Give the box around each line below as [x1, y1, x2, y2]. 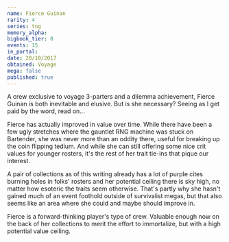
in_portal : [7, 49, 38, 56]
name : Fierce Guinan [7, 10, 67, 17]
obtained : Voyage [7, 61, 57, 68]
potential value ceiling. [7, 227, 71, 235]
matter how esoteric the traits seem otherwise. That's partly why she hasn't [7, 184, 221, 193]
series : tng [7, 23, 41, 29]
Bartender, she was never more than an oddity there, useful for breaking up [7, 135, 221, 143]
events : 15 [7, 42, 38, 49]
